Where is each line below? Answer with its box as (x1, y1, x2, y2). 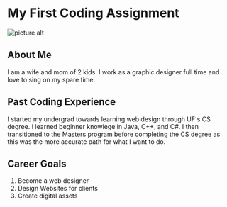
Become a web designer (17, 177, 89, 185)
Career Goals (7, 157, 67, 169)
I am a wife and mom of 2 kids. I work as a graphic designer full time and (7, 67, 220, 76)
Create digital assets (17, 191, 78, 200)
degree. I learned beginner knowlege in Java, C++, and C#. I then (7, 122, 199, 130)
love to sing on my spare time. (7, 75, 96, 84)
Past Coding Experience (7, 96, 116, 108)
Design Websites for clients (17, 184, 98, 193)
